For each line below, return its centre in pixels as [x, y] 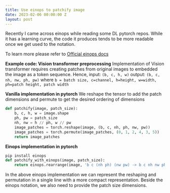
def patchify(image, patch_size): [42, 109]
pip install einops [26, 156]
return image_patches [37, 137]
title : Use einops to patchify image [45, 10]
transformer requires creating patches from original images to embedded [81, 69]
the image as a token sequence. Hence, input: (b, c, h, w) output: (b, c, [83, 75]
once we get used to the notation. [40, 44]
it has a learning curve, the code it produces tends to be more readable [79, 39]
